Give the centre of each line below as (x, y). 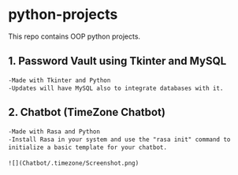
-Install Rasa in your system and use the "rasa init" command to (119, 140)
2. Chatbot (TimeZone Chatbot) (87, 112)
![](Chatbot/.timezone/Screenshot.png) (74, 163)
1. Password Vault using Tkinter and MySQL (117, 61)
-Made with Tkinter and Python (59, 80)
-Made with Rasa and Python (54, 132)
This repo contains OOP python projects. (74, 36)
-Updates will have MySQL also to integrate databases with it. (116, 88)
